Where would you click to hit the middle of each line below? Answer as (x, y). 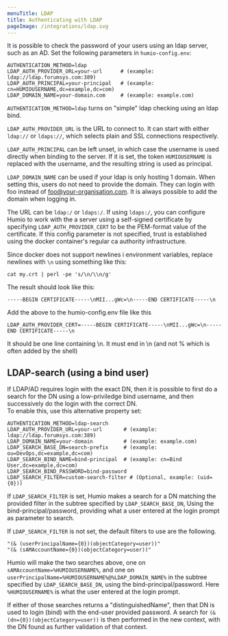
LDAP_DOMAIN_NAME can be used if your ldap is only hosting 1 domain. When (111, 177)
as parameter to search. (41, 518)
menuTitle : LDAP (30, 13)
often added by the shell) (42, 351)
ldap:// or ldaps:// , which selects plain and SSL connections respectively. (113, 136)
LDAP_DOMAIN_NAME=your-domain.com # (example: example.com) (101, 96)
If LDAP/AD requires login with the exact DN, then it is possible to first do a (112, 389)
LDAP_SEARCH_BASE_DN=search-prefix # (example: (82, 448)
